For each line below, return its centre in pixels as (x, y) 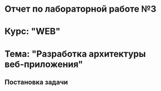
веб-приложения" (44, 64)
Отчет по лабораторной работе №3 (80, 9)
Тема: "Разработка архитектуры (75, 54)
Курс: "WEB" (33, 32)
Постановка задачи (36, 82)
